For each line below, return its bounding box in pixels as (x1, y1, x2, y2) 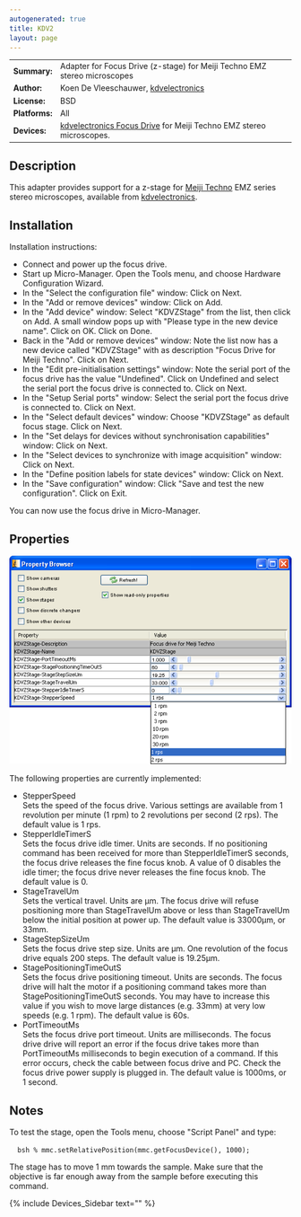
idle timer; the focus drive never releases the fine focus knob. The (21, 867, 266, 877)
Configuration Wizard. (21, 278, 105, 289)
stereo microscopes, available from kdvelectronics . (9, 191, 198, 202)
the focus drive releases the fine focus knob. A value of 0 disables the (21, 858, 281, 869)
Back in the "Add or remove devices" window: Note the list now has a (21, 335, 279, 346)
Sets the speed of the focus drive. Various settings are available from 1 (21, 800, 284, 811)
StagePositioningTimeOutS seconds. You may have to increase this (21, 991, 271, 1001)
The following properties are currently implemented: (9, 773, 202, 784)
